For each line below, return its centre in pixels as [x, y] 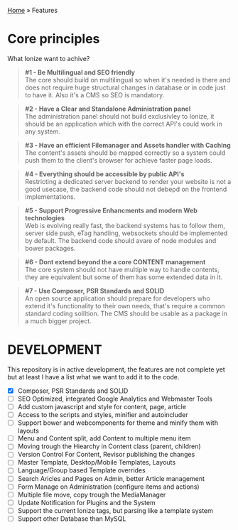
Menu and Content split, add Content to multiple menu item [104, 438]
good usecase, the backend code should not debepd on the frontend [126, 189]
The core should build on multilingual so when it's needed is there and [128, 80]
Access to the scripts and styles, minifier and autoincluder [103, 415]
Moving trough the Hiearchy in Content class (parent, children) [109, 446]
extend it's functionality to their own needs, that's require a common [125, 305]
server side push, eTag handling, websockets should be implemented [126, 233]
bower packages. [50, 248]
